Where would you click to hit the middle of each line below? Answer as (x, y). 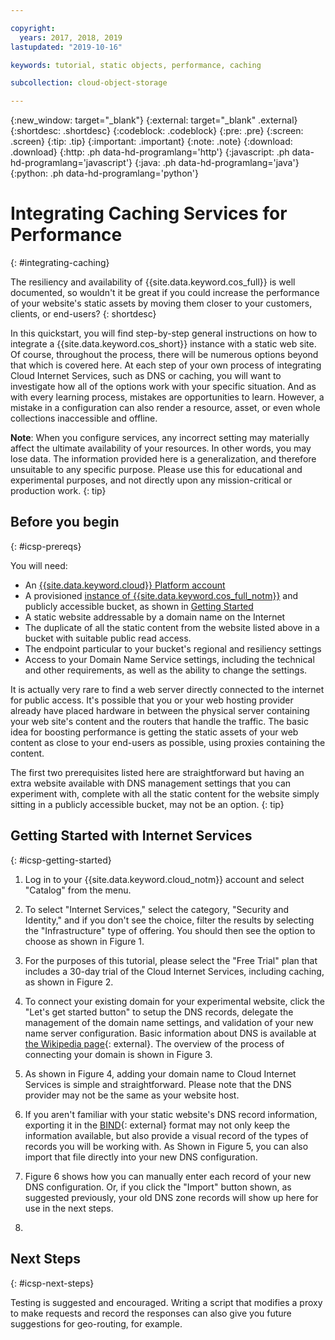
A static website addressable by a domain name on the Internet (155, 617)
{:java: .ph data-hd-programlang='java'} (217, 163)
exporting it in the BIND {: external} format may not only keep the (157, 1125)
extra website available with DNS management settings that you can (151, 783)
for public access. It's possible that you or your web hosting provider (152, 700)
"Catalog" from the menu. (78, 890)
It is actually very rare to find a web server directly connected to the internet (167, 689)
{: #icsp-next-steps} (52, 1283)
